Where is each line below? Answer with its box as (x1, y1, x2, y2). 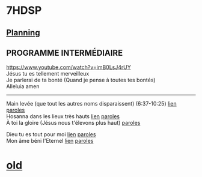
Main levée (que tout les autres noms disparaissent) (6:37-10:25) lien (6, 100, 177, 107)
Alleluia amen (6, 83, 40, 90)
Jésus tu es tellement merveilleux (6, 70, 90, 77)
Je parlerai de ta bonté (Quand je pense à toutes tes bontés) (6, 76, 156, 84)
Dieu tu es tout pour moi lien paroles (6, 131, 96, 138)
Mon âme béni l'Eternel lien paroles (6, 137, 94, 145)
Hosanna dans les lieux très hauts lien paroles (6, 113, 120, 120)
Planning (6, 28, 40, 38)
